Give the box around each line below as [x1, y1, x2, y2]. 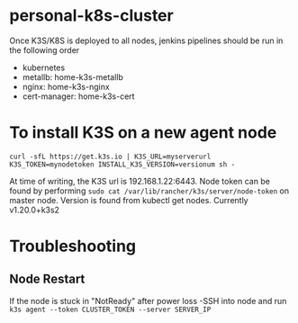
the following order [9, 44, 80, 55]
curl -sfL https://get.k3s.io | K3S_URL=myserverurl [9, 152, 212, 161]
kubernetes [22, 62, 66, 73]
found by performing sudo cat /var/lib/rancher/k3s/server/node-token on [9, 185, 290, 196]
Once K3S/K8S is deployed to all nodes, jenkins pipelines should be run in [9, 35, 284, 46]
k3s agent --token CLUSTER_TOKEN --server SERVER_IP [9, 305, 212, 314]
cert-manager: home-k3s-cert [22, 91, 135, 102]
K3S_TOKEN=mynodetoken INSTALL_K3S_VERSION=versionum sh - [9, 159, 236, 169]
